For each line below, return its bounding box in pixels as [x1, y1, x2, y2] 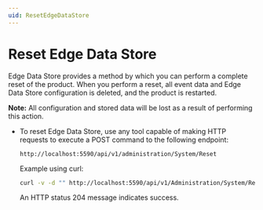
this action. [8, 111, 45, 121]
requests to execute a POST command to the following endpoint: [19, 135, 229, 144]
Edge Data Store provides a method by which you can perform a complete [8, 71, 249, 81]
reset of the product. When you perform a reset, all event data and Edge [8, 79, 242, 89]
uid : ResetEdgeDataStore [8, 11, 89, 20]
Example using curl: [19, 164, 84, 173]
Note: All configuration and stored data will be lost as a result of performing [8, 103, 253, 112]
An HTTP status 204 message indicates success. [19, 193, 179, 202]
